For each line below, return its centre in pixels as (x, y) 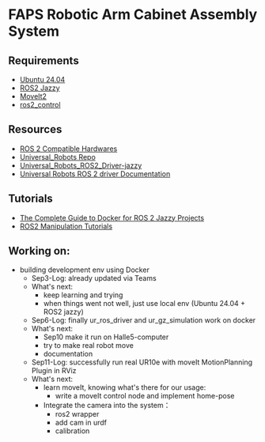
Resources (35, 129)
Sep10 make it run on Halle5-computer (106, 337)
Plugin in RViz (54, 371)
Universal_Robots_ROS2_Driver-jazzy (81, 165)
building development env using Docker (85, 270)
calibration (72, 431)
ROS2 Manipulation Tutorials (66, 226)
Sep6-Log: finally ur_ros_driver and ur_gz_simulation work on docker (144, 320)
